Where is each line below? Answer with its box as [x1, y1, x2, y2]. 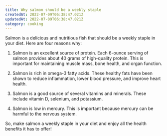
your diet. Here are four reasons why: [5, 40, 82, 46]
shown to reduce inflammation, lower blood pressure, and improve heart [12, 75, 161, 81]
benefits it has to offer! [5, 126, 52, 132]
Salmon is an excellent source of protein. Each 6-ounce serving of [12, 50, 149, 56]
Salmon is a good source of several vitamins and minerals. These [12, 90, 147, 96]
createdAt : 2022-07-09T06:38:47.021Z [5, 12, 84, 17]
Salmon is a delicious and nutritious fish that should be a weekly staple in [5, 35, 156, 41]
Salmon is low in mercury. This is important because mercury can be [12, 105, 154, 111]
